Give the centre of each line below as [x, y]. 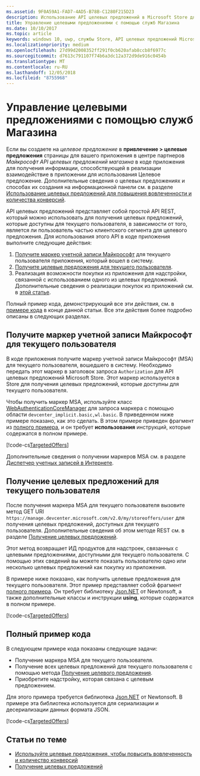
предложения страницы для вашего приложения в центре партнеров [95, 156]
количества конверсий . [36, 200]
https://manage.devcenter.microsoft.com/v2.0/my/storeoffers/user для [96, 517]
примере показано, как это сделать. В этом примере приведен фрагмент [100, 420]
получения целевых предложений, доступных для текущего [83, 524]
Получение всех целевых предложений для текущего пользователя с [104, 666]
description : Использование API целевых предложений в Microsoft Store [97, 17]
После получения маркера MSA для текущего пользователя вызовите [96, 505]
